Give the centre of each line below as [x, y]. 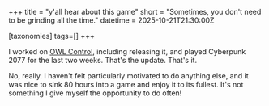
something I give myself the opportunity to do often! [95, 93]
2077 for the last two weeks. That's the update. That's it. [102, 60]
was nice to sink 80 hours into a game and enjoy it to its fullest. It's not [126, 85]
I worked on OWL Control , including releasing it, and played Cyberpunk [127, 51]
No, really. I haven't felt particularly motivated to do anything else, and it [128, 76]
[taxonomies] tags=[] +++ [51, 36]
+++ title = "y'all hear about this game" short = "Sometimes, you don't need [135, 12]
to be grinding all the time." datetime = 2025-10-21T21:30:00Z [111, 20]
